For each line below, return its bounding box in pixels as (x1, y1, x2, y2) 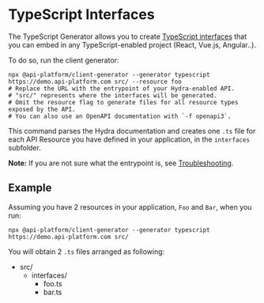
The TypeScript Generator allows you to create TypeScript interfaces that (8, 32, 247, 41)
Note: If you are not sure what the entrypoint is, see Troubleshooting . (8, 158, 234, 168)
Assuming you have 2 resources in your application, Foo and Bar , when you (8, 202, 252, 211)
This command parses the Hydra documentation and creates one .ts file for (8, 126, 256, 135)
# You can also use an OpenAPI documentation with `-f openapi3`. (8, 112, 232, 120)
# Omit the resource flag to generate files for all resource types (8, 98, 239, 106)
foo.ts (43, 278, 62, 288)
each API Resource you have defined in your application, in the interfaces (8, 134, 251, 144)
